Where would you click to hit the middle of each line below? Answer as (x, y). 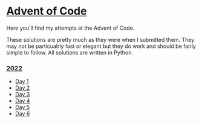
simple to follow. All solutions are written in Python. (70, 52)
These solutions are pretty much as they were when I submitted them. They (100, 39)
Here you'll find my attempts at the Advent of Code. (70, 28)
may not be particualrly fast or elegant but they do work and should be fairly (101, 46)
